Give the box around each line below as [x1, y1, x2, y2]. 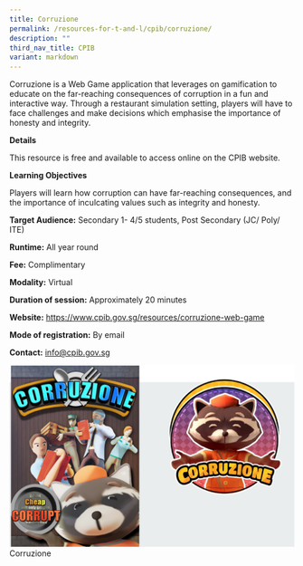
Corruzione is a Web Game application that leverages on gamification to [9, 79, 278, 90]
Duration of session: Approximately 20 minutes [9, 294, 187, 305]
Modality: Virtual [9, 277, 73, 288]
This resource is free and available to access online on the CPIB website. [9, 152, 280, 163]
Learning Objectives [9, 170, 88, 181]
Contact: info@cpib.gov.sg [9, 347, 110, 358]
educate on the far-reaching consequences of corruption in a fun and [9, 89, 269, 100]
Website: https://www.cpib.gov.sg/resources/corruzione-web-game [9, 312, 265, 323]
